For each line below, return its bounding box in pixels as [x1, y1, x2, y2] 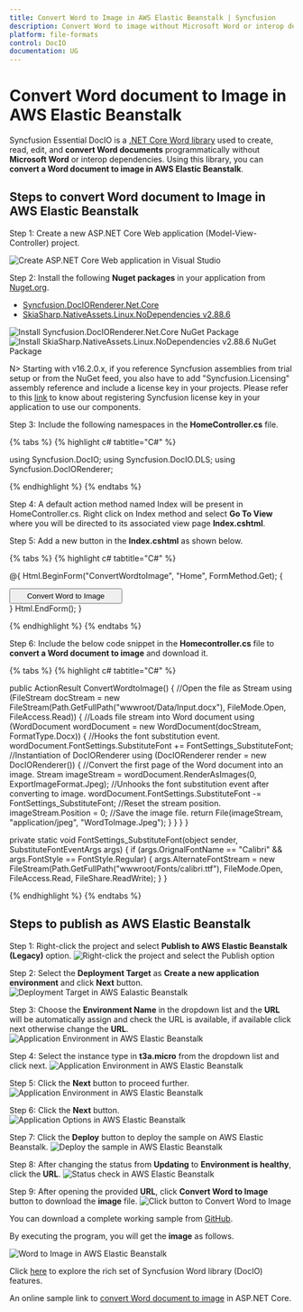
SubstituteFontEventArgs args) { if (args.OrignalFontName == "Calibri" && [9, 843, 283, 854]
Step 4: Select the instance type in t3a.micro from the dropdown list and [9, 1050, 280, 1061]
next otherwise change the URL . [9, 1023, 129, 1034]
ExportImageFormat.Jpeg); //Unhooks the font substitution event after [9, 778, 270, 789]
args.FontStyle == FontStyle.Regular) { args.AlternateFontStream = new [9, 853, 275, 864]
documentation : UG [9, 47, 78, 56]
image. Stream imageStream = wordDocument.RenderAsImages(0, [9, 768, 257, 779]
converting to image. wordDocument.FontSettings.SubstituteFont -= [9, 787, 262, 799]
